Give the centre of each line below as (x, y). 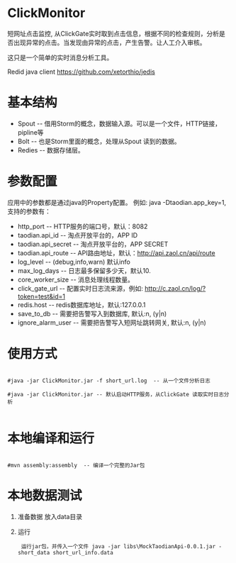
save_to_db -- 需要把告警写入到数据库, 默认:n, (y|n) (92, 313)
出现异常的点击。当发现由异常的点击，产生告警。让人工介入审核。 (109, 42)
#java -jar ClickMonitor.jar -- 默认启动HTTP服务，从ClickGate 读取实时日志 (116, 394)
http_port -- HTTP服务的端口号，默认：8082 (83, 226)
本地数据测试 (45, 495)
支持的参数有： (29, 211)
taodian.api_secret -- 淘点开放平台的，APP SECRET (93, 244)
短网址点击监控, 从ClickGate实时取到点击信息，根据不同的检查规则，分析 (113, 33)
